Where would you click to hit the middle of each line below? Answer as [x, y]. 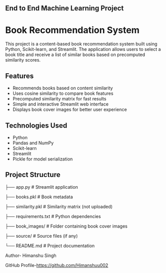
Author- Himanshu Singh [31, 255]
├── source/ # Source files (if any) [42, 236]
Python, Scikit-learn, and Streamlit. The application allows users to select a [83, 49]
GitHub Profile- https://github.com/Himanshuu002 [57, 265]
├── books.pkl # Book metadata [39, 197]
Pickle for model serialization [43, 159]
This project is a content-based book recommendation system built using [81, 44]
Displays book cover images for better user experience [70, 110]
